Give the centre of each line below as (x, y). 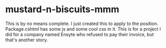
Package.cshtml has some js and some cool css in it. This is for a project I (83, 29)
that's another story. (27, 40)
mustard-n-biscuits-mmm (62, 9)
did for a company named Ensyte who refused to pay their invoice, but (80, 34)
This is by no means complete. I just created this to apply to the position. (82, 23)
